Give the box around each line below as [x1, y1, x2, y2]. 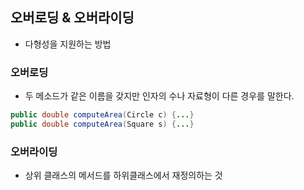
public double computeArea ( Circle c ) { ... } [10, 110, 195, 120]
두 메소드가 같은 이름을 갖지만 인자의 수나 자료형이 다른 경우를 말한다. [24, 90, 295, 102]
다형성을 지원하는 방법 [24, 38, 112, 50]
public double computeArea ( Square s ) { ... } [10, 119, 195, 129]
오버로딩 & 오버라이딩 [10, 9, 135, 27]
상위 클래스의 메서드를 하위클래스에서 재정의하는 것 [24, 169, 223, 182]
